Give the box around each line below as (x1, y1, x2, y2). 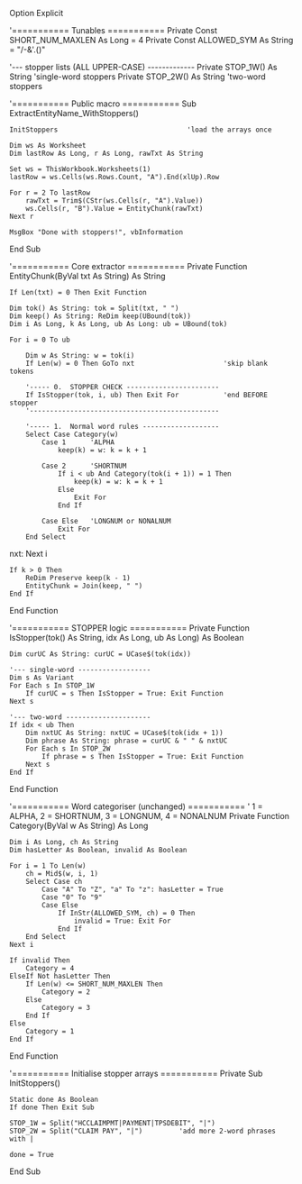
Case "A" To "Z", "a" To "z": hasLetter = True (41, 885, 224, 894)
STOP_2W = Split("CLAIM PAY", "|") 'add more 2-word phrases (9, 1126, 277, 1135)
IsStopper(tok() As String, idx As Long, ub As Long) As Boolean (9, 633, 244, 642)
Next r (9, 212, 34, 221)
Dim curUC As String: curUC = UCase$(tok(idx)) (9, 650, 192, 659)
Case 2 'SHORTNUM (41, 461, 127, 470)
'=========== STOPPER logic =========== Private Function (9, 623, 250, 633)
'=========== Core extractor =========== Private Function (9, 261, 248, 271)
